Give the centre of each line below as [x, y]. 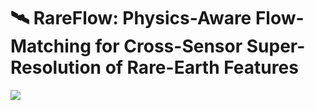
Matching [51, 46]
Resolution [56, 67]
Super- [276, 46]
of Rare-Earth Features [201, 67]
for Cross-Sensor [168, 46]
